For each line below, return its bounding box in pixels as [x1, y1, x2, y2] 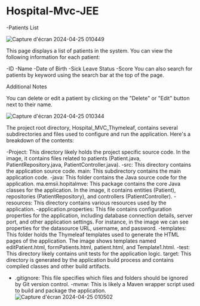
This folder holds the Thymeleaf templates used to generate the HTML [6, 231, 180, 238]
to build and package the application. [14, 287, 106, 294]
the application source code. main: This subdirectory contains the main [6, 167, 181, 175]
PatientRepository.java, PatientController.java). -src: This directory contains [6, 161, 192, 168]
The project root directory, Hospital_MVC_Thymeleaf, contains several [6, 124, 178, 131]
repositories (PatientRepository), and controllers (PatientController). [6, 192, 173, 200]
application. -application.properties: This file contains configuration [6, 205, 172, 213]
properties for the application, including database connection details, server [6, 212, 193, 219]
